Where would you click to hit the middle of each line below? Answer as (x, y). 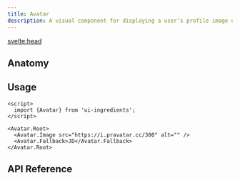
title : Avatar (29, 14)
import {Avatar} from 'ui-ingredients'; (75, 110)
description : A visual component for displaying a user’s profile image (118, 21)
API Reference (40, 169)
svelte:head (25, 41)
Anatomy (28, 63)
